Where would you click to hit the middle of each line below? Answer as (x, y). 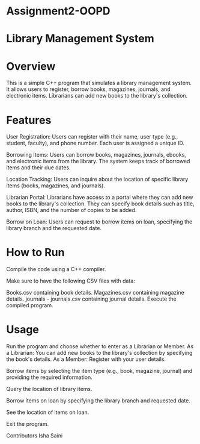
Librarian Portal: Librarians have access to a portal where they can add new (100, 198)
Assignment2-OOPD (58, 11)
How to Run (35, 253)
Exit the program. (28, 424)
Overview (31, 66)
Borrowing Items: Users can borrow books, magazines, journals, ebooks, (96, 155)
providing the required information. (49, 377)
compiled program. (30, 305)
